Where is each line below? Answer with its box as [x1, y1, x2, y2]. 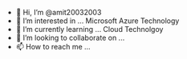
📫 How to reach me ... [15, 42, 91, 51]
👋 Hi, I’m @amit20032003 [15, 8, 102, 17]
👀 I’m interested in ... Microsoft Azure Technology [15, 16, 180, 26]
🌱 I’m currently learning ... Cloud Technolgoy [15, 25, 164, 33]
